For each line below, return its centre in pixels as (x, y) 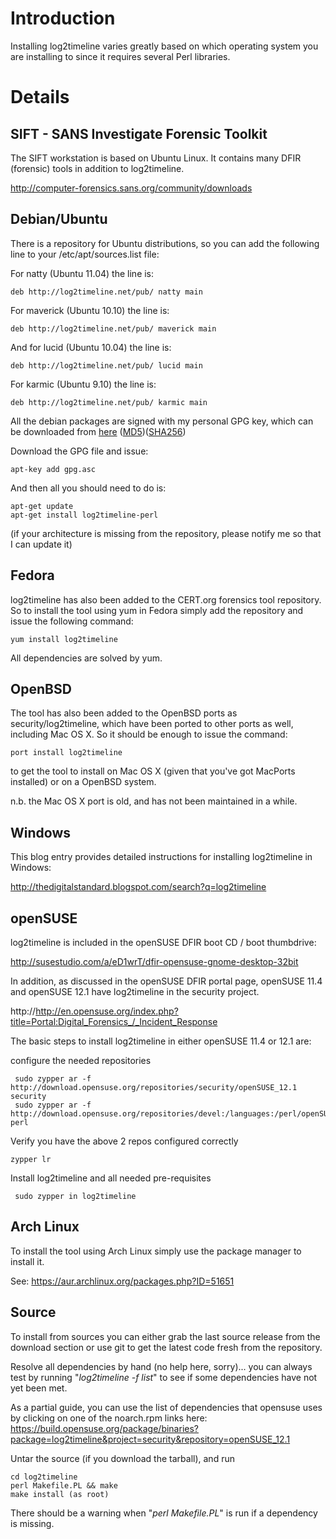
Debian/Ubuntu (59, 219)
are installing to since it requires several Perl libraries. (120, 56)
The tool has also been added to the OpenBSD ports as (124, 713)
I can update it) (41, 544)
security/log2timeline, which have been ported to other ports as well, (152, 724)
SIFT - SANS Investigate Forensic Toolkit (139, 133)
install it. (27, 1261)
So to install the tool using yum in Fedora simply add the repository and (157, 610)
